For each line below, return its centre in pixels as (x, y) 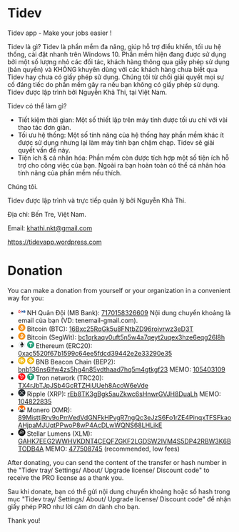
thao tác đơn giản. (44, 127)
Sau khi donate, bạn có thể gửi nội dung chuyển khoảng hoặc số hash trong (119, 491)
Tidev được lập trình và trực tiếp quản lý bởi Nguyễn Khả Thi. (97, 200)
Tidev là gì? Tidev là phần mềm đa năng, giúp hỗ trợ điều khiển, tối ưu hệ (115, 46)
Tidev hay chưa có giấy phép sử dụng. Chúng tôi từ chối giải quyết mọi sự (116, 77)
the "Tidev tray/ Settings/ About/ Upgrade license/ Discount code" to (108, 470)
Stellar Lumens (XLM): (60, 434)
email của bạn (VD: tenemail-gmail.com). (78, 320)
